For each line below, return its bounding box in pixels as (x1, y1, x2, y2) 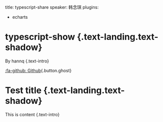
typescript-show (5, 31, 75, 43)
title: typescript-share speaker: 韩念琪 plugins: (5, 4, 99, 10)
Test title (5, 85, 42, 96)
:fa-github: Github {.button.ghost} (5, 67, 72, 73)
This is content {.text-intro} (5, 111, 60, 117)
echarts (12, 14, 28, 20)
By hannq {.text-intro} (5, 58, 49, 64)
